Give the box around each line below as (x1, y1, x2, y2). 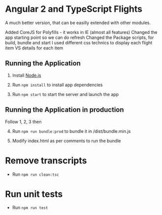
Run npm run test (12, 205, 48, 211)
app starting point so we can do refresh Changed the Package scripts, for (5, 34, 154, 40)
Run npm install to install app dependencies (12, 82, 103, 88)
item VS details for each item (5, 45, 64, 51)
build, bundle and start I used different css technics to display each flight (5, 39, 153, 45)
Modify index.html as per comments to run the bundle (12, 138, 121, 144)
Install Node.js (12, 72, 41, 78)
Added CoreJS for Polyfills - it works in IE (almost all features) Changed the (5, 29, 158, 35)
